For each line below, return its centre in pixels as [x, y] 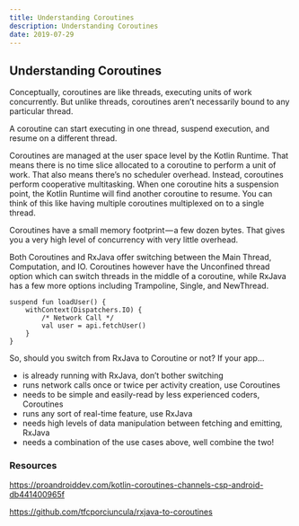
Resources [33, 466]
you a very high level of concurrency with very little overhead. [124, 240]
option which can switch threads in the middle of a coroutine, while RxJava [148, 276]
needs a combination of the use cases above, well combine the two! [148, 443]
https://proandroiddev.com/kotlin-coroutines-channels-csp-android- [136, 485]
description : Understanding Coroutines [84, 26]
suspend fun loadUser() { [57, 302]
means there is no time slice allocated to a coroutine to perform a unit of [143, 165]
